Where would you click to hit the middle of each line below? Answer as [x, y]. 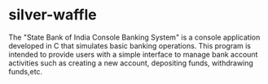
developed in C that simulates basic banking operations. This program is [130, 45]
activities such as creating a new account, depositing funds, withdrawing [131, 63]
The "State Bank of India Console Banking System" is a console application [134, 37]
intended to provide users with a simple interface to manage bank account [133, 54]
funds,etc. [26, 71]
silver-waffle [53, 15]
